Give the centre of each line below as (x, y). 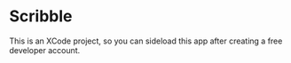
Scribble (41, 16)
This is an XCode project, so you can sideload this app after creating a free (146, 41)
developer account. (45, 50)
